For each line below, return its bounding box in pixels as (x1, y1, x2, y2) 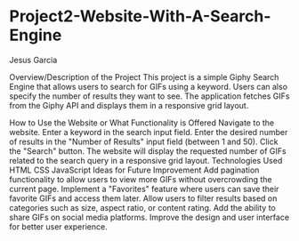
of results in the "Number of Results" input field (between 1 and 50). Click (9, 136, 279, 147)
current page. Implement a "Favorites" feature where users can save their (9, 183, 279, 194)
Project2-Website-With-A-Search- (9, 6, 271, 27)
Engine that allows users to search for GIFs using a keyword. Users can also (9, 81, 287, 92)
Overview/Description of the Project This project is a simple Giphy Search (9, 71, 279, 82)
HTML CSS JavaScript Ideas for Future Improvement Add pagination (9, 165, 260, 175)
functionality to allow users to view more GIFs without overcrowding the (9, 173, 272, 184)
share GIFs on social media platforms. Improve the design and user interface (9, 212, 290, 222)
